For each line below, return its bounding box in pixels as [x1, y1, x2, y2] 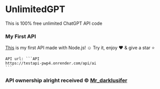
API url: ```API [5, 57, 40, 62]
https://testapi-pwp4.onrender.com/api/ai [5, 61, 97, 66]
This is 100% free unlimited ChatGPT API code [5, 20, 103, 26]
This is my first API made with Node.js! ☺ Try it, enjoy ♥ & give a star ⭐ [5, 45, 155, 51]
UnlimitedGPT [5, 4, 66, 15]
